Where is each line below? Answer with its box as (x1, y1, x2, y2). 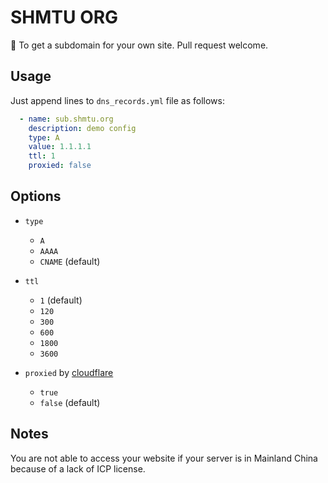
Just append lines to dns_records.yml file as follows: (10, 94, 226, 106)
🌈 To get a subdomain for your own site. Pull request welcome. (10, 39, 269, 51)
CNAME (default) (39, 255, 101, 267)
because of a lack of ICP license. (10, 462, 146, 475)
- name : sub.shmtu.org (19, 114, 114, 124)
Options (10, 188, 62, 205)
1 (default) (39, 294, 83, 306)
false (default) (39, 396, 101, 408)
